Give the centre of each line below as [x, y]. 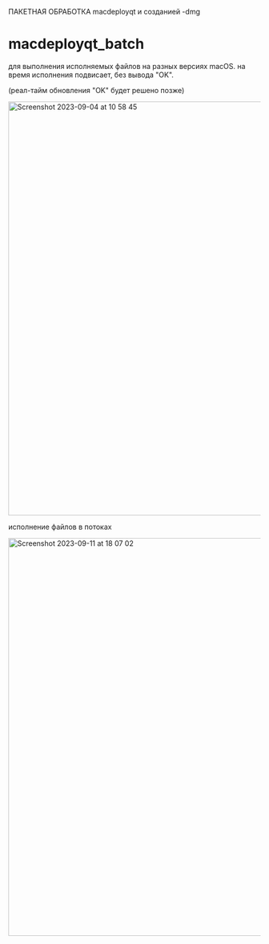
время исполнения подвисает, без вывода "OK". [91, 75]
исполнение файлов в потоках [60, 527]
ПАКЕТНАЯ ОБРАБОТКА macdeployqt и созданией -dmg [104, 12]
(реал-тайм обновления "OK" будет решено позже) [96, 90]
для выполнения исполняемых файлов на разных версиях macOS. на [127, 66]
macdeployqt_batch [76, 44]
